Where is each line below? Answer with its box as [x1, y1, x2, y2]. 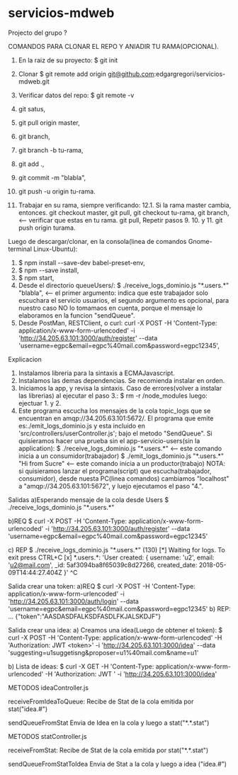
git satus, [18, 104, 45, 113]
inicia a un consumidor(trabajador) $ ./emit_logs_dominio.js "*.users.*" [18, 452, 225, 460]
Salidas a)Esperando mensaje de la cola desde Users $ [8, 495, 169, 504]
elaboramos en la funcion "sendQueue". [18, 311, 135, 320]
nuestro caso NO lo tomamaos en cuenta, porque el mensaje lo [18, 303, 203, 312]
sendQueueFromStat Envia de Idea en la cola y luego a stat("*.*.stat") [8, 718, 210, 727]
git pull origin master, [18, 118, 80, 127]
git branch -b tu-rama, [18, 145, 84, 154]
